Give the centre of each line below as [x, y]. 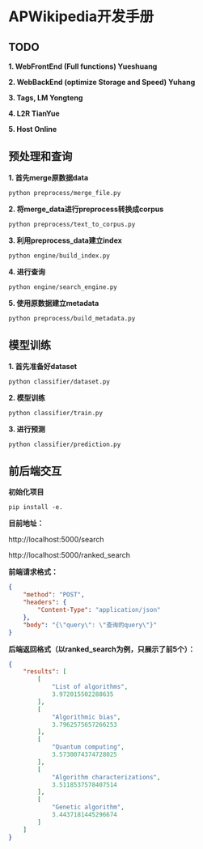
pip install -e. [36, 507]
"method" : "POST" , [54, 595]
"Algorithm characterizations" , [106, 777]
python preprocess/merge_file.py [65, 193]
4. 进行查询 [27, 271]
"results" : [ [45, 672]
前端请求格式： [33, 572]
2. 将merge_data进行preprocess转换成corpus [86, 209]
